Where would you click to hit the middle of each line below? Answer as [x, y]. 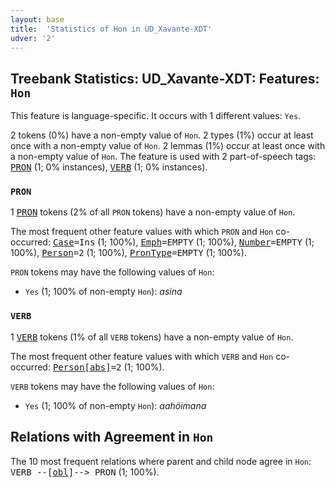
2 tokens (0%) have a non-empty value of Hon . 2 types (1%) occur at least [162, 135]
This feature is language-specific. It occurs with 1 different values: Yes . [156, 116]
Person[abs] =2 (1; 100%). [108, 367]
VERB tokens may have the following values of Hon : [112, 386]
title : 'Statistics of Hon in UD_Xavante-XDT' [111, 29]
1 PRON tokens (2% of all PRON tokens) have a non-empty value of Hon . [153, 212]
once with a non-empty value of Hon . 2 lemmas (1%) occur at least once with [168, 146]
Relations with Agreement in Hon [112, 437]
